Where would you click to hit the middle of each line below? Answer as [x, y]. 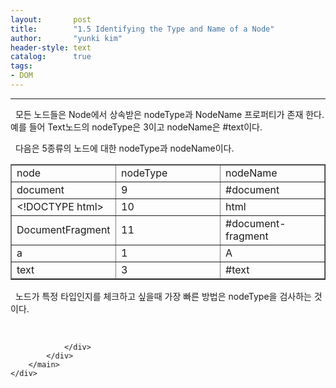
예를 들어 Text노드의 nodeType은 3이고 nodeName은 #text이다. [136, 127]
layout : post [51, 19]
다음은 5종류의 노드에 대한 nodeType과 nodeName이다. [124, 148]
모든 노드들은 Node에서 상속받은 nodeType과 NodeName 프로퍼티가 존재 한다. [169, 114]
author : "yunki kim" [66, 38]
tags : [21, 66]
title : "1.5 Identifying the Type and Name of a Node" [142, 29]
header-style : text [51, 47]
